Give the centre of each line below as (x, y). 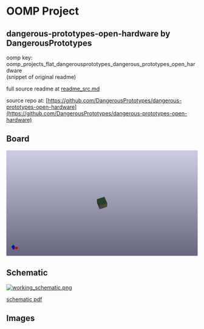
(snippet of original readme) (41, 77)
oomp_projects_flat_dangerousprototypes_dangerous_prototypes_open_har (101, 64)
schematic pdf (24, 299)
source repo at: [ (27, 100)
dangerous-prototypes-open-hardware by (88, 34)
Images (21, 318)
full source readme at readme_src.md (53, 89)
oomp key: (19, 58)
